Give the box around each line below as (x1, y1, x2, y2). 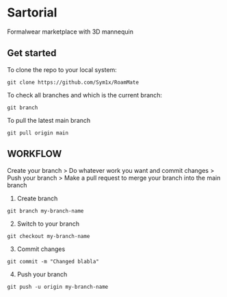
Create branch (16, 194, 58, 202)
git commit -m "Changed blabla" (7, 258, 99, 265)
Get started (7, 47, 57, 59)
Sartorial (7, 5, 57, 21)
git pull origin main (7, 129, 69, 136)
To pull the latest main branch (7, 116, 91, 124)
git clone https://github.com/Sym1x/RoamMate (7, 79, 139, 86)
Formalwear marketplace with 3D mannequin (7, 27, 134, 36)
